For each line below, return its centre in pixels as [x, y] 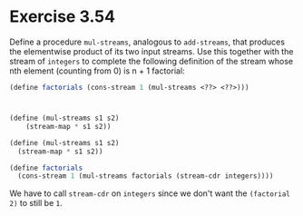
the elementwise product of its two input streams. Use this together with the [151, 51]
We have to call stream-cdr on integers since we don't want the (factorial [150, 193]
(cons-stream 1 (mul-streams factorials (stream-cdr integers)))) [146, 176]
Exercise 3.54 [63, 17]
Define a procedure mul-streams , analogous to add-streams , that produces [147, 42]
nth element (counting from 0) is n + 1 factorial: [97, 71]
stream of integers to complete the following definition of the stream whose [151, 61]
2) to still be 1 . [36, 203]
